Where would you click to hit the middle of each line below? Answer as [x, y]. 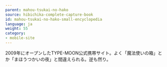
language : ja [19, 24]
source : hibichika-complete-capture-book [49, 15]
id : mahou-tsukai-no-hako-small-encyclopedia [54, 19]
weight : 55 [17, 29]
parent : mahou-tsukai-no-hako [37, 10]
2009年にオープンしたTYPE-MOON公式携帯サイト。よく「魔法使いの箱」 [81, 53]
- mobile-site [20, 38]
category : [16, 33]
